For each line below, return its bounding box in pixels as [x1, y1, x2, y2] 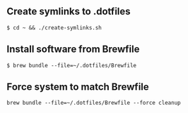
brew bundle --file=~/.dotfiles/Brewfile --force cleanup [6, 100, 181, 107]
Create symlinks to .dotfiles [6, 6, 131, 18]
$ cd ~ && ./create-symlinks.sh [6, 24, 102, 31]
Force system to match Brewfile [6, 81, 149, 93]
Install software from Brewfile [6, 44, 140, 55]
